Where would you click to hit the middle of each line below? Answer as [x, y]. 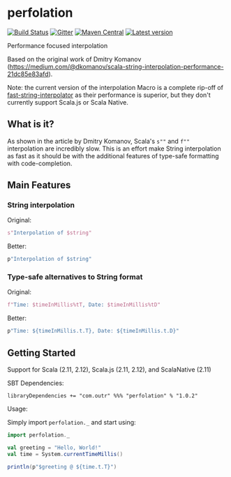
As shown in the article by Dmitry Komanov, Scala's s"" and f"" [98, 141]
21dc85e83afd [28, 74]
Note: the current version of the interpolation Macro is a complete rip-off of [115, 87]
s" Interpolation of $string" [50, 233]
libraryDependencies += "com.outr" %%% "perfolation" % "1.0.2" [103, 396]
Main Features [39, 185]
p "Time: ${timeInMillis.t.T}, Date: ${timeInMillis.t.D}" [93, 331]
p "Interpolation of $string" [50, 259]
